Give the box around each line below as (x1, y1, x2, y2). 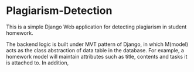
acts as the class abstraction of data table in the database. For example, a (6, 46, 185, 53)
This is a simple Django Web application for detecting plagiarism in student (6, 23, 187, 30)
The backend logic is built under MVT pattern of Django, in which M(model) (6, 41, 189, 48)
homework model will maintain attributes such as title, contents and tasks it (6, 53, 188, 60)
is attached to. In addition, (6, 59, 69, 66)
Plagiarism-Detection (6, 4, 113, 17)
